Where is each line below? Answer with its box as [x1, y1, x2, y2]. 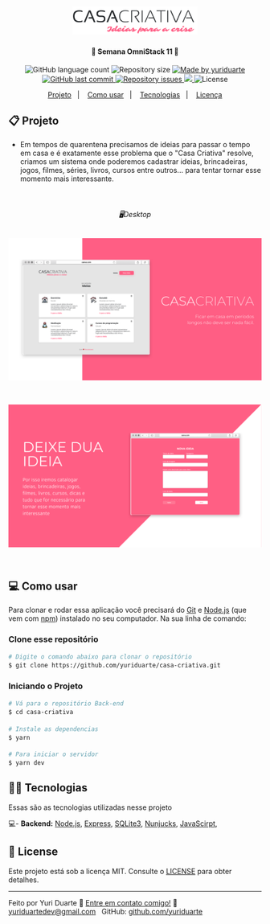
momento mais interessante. [19, 174, 114, 183]
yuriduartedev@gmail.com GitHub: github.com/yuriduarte [8, 906, 203, 916]
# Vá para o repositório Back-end [8, 700, 125, 708]
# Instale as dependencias [8, 725, 99, 733]
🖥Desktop [119, 210, 151, 220]
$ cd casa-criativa [8, 708, 74, 716]
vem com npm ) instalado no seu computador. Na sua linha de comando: [8, 614, 247, 623]
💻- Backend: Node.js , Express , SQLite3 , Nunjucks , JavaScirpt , [8, 819, 218, 828]
